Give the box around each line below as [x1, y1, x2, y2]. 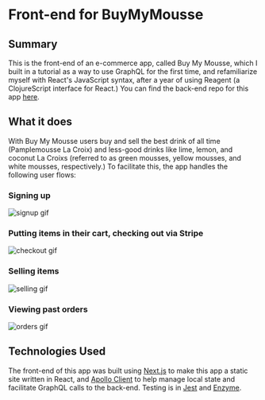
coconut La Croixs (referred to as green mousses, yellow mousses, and [8, 153, 242, 162]
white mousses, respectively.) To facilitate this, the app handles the [8, 161, 229, 171]
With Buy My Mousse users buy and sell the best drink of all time [8, 136, 221, 146]
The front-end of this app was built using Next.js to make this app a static [8, 366, 248, 375]
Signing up [8, 189, 51, 200]
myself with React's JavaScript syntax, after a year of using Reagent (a [8, 76, 240, 84]
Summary [8, 37, 58, 51]
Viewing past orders [8, 304, 89, 315]
